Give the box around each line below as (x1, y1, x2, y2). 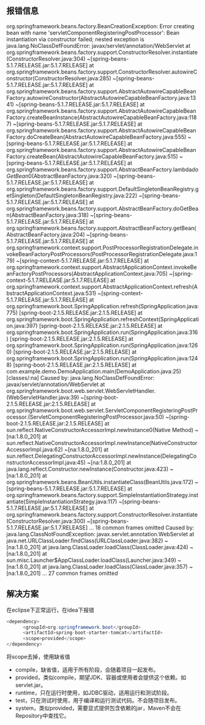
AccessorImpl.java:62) (6, 446, 63, 453)
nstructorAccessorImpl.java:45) (6, 458, 86, 466)
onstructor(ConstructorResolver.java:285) (6, 74, 111, 82)
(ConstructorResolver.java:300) (6, 517, 86, 525)
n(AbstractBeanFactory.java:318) (6, 211, 89, 219)
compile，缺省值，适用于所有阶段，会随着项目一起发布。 (15, 666, 159, 673)
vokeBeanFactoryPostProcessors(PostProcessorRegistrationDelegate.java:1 (6, 250, 198, 257)
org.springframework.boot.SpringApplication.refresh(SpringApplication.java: (6, 302, 199, 309)
